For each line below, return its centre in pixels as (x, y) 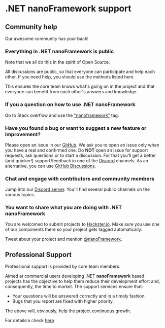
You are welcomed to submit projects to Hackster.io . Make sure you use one (82, 224)
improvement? (23, 134)
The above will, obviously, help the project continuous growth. (68, 311)
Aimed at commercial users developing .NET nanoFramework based (75, 276)
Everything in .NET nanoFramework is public (60, 51)
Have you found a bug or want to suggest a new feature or (76, 128)
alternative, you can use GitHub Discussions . (50, 166)
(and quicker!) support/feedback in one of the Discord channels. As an (77, 160)
